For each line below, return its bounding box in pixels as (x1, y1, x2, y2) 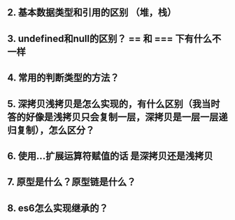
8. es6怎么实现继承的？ (7, 202, 108, 214)
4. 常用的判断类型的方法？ (7, 72, 120, 84)
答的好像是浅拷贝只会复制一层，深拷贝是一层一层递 (7, 111, 228, 123)
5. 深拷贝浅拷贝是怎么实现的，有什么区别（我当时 (7, 97, 220, 110)
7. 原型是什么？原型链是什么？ (7, 176, 136, 188)
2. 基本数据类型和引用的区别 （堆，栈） (7, 6, 177, 19)
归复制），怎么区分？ (7, 124, 95, 136)
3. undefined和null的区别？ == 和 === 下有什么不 (7, 32, 222, 44)
